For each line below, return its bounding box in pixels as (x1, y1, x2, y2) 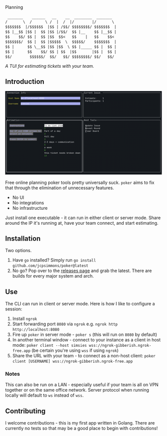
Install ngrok (12, 316, 37, 322)
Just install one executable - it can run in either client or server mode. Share (5, 214, 161, 221)
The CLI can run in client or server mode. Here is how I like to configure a (5, 301, 155, 307)
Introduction (5, 77, 45, 86)
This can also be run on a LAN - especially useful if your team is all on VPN (5, 382, 159, 388)
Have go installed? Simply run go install (12, 257, 96, 263)
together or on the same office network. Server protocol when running (5, 387, 149, 393)
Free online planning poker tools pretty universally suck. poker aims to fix (5, 179, 155, 185)
